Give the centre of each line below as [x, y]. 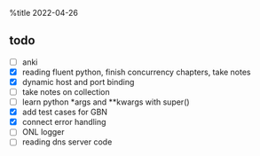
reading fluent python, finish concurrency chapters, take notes [136, 72]
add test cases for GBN [65, 112]
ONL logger [43, 132]
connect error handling [64, 122]
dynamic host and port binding [78, 82]
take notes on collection [66, 92]
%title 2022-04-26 [43, 13]
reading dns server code [67, 142]
